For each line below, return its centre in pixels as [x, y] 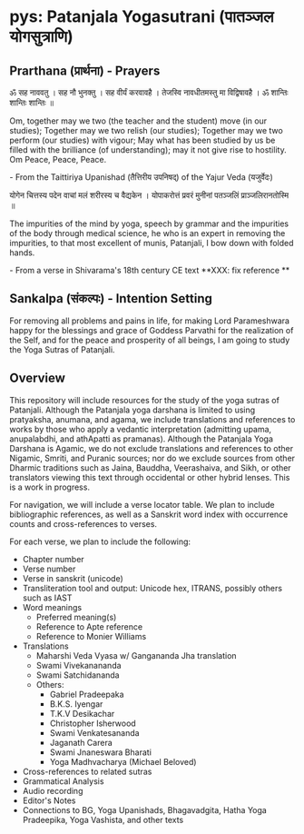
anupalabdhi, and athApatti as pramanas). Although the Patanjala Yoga [142, 439]
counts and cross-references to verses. [83, 523]
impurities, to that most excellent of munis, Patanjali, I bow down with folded [152, 243]
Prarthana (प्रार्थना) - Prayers [85, 70]
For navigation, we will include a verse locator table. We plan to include [142, 504]
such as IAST [47, 598]
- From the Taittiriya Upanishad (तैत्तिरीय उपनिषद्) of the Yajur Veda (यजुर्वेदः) [142, 177]
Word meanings [52, 607]
